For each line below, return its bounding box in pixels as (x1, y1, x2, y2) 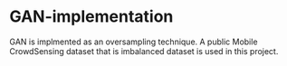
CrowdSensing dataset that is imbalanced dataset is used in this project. (9, 45, 279, 56)
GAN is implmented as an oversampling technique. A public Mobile (9, 36, 258, 47)
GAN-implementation (9, 6, 174, 27)
